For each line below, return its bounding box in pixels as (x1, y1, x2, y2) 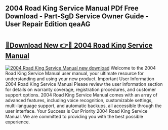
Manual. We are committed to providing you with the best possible (5, 114, 143, 119)
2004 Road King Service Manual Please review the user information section (5, 81, 163, 87)
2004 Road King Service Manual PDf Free (5, 4, 139, 13)
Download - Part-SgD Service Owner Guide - (5, 12, 149, 21)
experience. (5, 119, 30, 125)
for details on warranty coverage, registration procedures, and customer (5, 86, 156, 92)
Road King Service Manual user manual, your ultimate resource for (5, 71, 144, 76)
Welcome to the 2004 (110, 65, 156, 71)
